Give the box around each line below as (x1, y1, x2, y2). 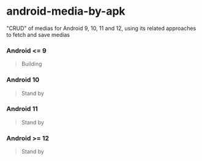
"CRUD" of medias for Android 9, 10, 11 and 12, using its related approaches (6, 24, 196, 32)
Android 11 (6, 105, 38, 113)
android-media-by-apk (6, 4, 125, 18)
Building (21, 60, 42, 68)
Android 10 (6, 75, 40, 84)
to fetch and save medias (6, 31, 70, 38)
